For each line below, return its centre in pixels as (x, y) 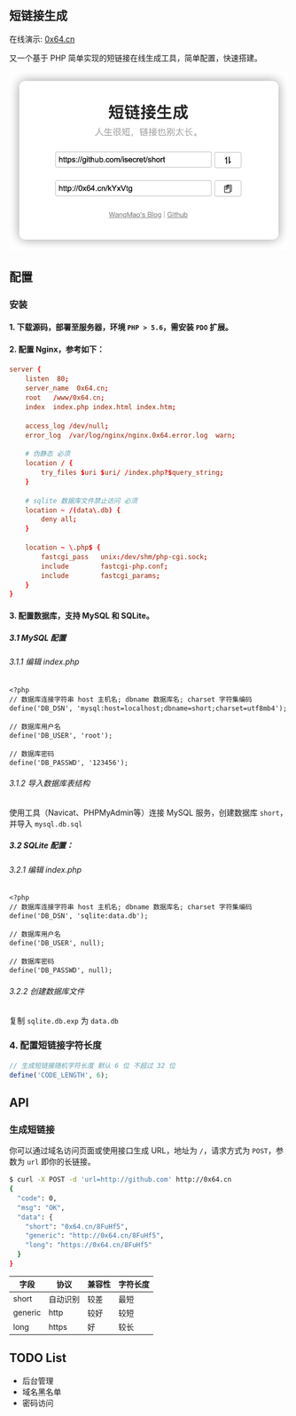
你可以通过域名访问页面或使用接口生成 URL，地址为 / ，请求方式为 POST (139, 1151)
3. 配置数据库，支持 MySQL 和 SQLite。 (82, 615)
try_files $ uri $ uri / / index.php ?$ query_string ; (132, 473)
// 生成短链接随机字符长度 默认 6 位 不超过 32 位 (92, 1065)
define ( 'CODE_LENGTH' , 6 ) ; (59, 1075)
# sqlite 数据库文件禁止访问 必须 (82, 501)
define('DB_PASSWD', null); (61, 970)
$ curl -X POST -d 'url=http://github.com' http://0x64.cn (121, 1180)
